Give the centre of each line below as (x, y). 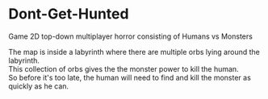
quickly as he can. (39, 86)
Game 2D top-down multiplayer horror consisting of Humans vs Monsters (130, 36)
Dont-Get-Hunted (69, 14)
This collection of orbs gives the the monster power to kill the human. (124, 68)
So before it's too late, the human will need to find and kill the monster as (130, 77)
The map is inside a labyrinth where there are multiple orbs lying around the (134, 52)
